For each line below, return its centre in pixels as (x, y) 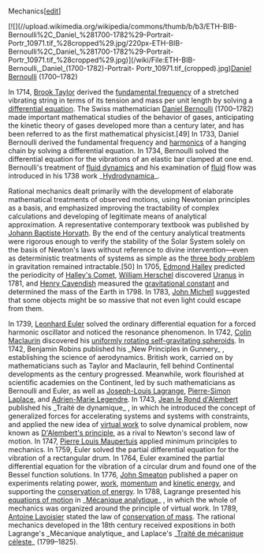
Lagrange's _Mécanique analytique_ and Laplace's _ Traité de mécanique (126, 533)
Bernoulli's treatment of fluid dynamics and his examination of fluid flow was (132, 167)
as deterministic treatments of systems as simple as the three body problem (132, 258)
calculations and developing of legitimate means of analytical (108, 216)
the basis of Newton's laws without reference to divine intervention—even (128, 249)
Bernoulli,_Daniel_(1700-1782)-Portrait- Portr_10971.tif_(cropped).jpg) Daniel (130, 68)
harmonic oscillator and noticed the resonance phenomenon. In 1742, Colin (130, 332)
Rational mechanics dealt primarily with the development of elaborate (121, 191)
